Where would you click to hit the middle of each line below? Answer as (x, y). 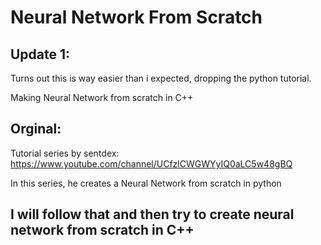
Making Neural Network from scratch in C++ (102, 97)
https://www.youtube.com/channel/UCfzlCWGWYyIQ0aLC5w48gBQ (151, 163)
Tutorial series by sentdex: (65, 153)
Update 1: (40, 54)
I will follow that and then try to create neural (152, 214)
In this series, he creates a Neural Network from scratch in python (146, 183)
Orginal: (36, 129)
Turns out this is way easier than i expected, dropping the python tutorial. (161, 78)
